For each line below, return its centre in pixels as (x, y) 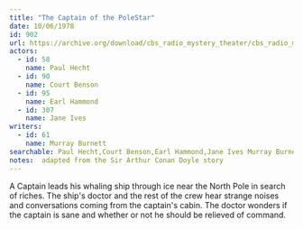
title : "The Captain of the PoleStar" (82, 18)
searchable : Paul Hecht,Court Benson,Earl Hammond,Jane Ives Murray (141, 151)
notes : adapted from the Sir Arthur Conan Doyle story (116, 160)
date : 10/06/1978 (42, 26)
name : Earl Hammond (62, 101)
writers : (26, 127)
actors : (24, 51)
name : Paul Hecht (58, 69)
